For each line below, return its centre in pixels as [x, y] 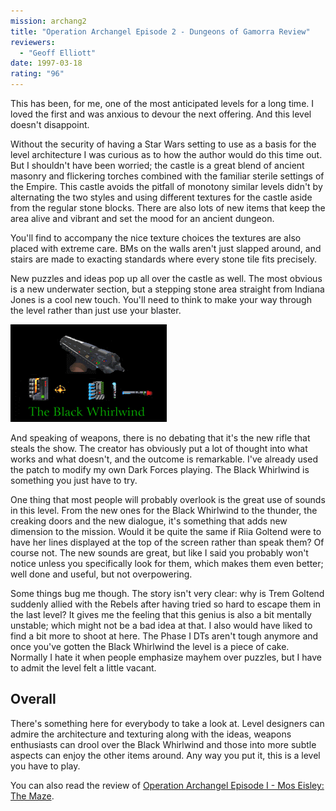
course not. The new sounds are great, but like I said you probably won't [159, 553]
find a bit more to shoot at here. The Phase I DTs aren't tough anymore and [164, 636]
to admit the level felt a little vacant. [83, 668]
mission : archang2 [48, 21]
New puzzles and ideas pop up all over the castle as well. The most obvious [166, 278]
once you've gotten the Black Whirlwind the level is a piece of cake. [150, 646]
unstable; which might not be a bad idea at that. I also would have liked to [161, 625]
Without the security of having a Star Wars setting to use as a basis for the [163, 144]
